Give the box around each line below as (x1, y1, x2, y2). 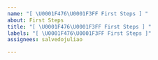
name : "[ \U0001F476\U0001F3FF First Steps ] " (7, 10, 149, 17)
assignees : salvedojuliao (7, 36, 82, 43)
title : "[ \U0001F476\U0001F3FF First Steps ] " (7, 23, 152, 30)
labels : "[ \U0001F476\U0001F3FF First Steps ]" (7, 29, 152, 37)
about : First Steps (7, 17, 64, 24)
